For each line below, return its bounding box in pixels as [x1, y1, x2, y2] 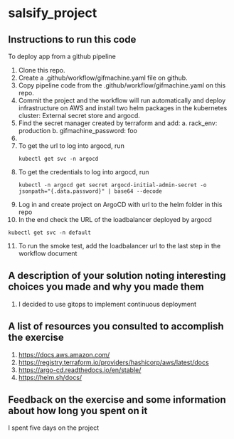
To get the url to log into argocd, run [18, 142, 125, 150]
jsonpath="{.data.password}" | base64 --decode [18, 188, 162, 195]
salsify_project [8, 5, 97, 21]
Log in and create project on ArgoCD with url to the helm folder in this [18, 201, 223, 208]
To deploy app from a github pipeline [8, 52, 116, 60]
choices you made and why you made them [8, 281, 205, 293]
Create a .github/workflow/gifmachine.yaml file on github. [18, 73, 188, 82]
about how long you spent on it [8, 405, 148, 417]
